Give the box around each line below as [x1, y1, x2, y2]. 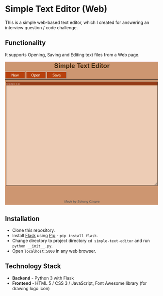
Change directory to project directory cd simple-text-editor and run [12, 238, 150, 243]
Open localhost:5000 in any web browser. [12, 248, 97, 254]
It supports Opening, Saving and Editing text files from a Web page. [5, 52, 140, 57]
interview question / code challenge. [5, 24, 78, 30]
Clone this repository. [12, 227, 55, 233]
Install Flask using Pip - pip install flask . [12, 233, 98, 238]
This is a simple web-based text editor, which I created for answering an [5, 19, 149, 25]
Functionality [5, 39, 46, 47]
